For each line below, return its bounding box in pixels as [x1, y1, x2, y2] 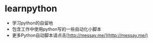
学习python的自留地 [12, 20, 53, 26]
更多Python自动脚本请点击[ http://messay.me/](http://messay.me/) [12, 32, 148, 38]
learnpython [5, 3, 57, 14]
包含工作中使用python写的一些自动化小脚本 [12, 26, 101, 32]
